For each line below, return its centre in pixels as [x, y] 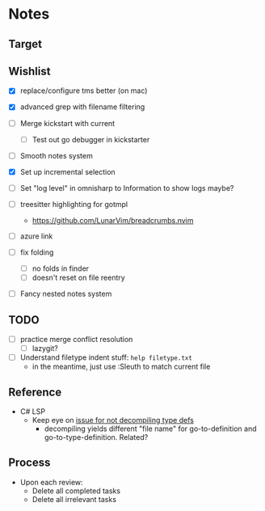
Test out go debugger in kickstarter [91, 139]
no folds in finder [61, 268]
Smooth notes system [56, 155]
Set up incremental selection [67, 171]
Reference [35, 392]
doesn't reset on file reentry [78, 278]
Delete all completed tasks [76, 491]
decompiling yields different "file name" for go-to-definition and [150, 429]
